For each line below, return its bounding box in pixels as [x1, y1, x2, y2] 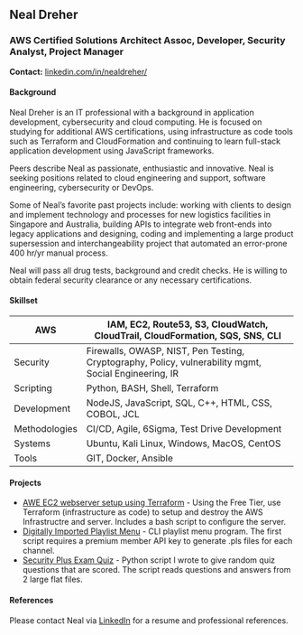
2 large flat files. [22, 574, 83, 585]
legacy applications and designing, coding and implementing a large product [9, 228, 294, 238]
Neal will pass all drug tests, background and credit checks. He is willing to [9, 265, 288, 275]
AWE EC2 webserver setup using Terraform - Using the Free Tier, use [22, 497, 281, 509]
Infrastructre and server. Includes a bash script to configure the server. [22, 517, 287, 528]
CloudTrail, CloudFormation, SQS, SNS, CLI [94, 330, 281, 342]
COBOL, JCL [86, 408, 140, 421]
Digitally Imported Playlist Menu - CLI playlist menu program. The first [22, 526, 282, 537]
